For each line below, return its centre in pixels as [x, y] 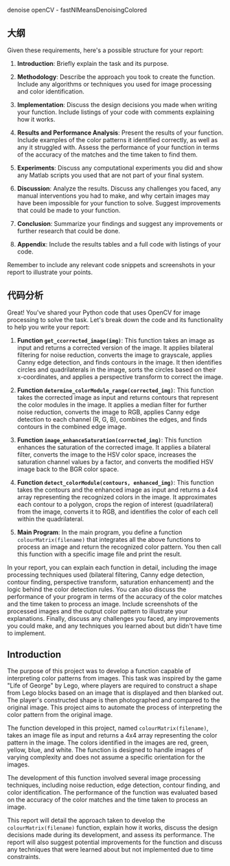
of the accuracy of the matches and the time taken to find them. [107, 155]
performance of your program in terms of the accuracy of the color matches [115, 596]
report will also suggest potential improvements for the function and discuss [115, 842]
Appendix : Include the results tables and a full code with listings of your [119, 244]
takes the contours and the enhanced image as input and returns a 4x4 [117, 490]
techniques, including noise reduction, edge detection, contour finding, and [114, 785]
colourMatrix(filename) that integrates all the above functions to [109, 539]
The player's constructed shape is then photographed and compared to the [114, 700]
